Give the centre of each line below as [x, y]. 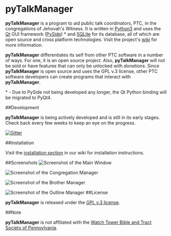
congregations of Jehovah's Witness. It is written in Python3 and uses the [83, 28]
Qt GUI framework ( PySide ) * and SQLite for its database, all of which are [82, 34]
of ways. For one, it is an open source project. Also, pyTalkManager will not [85, 60]
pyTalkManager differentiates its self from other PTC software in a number [84, 55]
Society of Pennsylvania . [31, 228]
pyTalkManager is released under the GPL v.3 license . [63, 202]
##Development [22, 107]
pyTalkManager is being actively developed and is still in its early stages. [83, 117]
